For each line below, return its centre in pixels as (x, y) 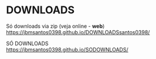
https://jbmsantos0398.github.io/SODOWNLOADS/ (67, 49)
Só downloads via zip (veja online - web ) (55, 26)
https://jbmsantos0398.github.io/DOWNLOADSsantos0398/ (78, 32)
